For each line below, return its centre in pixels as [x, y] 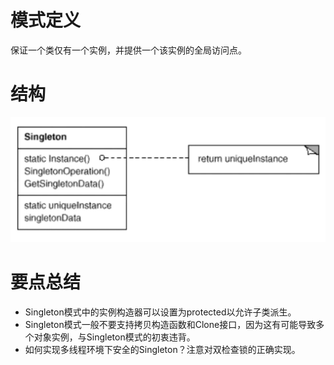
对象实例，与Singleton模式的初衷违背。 [114, 337]
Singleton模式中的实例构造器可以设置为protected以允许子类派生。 [160, 312]
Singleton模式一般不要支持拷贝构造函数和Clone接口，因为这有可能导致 [170, 324]
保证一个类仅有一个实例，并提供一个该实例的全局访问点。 [128, 50]
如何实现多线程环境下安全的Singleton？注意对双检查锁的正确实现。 [162, 349]
